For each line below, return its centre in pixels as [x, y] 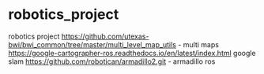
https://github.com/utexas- [105, 36]
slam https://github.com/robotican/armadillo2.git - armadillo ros [112, 61]
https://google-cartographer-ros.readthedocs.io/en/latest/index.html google [132, 53]
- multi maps [198, 44]
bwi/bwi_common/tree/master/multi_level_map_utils [92, 44]
